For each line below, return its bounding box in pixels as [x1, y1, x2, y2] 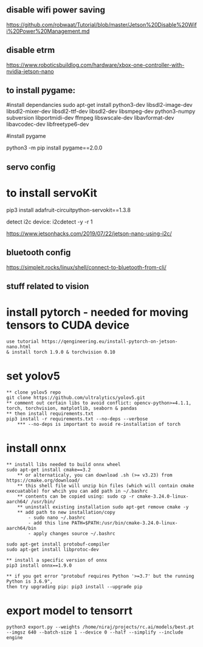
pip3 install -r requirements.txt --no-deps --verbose [6, 416, 148, 422]
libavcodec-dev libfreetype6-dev [6, 121, 89, 128]
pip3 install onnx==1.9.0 [6, 562, 72, 569]
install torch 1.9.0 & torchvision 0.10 [12, 349, 115, 355]
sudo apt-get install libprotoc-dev [6, 546, 99, 552]
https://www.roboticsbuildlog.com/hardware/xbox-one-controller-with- [6, 61, 185, 69]
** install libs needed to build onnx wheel [6, 461, 121, 467]
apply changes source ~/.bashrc [33, 530, 115, 536]
